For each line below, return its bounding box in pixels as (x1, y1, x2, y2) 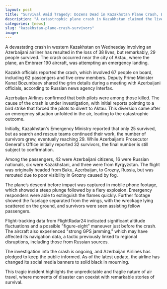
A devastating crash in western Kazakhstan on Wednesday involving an (5, 44, 152, 50)
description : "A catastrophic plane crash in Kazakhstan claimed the (5, 16, 153, 21)
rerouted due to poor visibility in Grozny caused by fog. (5, 172, 118, 178)
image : (5, 30, 19, 35)
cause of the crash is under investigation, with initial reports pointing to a (5, 100, 155, 106)
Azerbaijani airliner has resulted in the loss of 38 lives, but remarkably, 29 (5, 49, 156, 55)
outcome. (5, 116, 25, 122)
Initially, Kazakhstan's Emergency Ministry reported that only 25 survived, (5, 126, 156, 132)
